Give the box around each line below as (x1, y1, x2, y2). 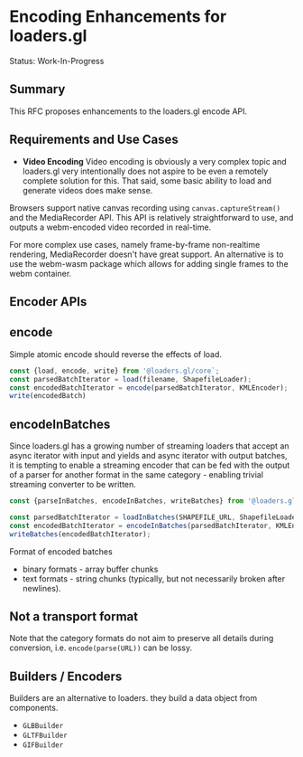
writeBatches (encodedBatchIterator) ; (9, 529, 151, 539)
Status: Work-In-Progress (9, 55, 105, 66)
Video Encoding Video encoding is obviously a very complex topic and (22, 156, 287, 166)
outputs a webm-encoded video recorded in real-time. (9, 222, 212, 232)
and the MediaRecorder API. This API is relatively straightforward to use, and (9, 212, 294, 222)
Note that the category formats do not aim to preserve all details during (9, 633, 274, 644)
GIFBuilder (22, 741, 64, 750)
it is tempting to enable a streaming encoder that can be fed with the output (9, 459, 290, 471)
